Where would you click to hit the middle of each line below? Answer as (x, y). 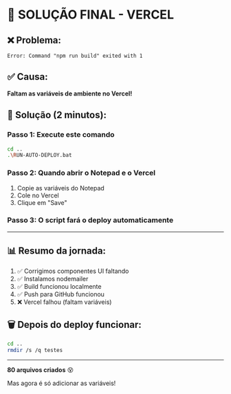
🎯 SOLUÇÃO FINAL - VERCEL (90, 15)
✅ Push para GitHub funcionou (61, 294)
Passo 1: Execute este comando (61, 135)
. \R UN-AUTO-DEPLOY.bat (40, 155)
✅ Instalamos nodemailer (53, 278)
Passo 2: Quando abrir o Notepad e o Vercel (81, 173)
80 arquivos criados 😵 (41, 370)
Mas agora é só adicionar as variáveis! (62, 383)
